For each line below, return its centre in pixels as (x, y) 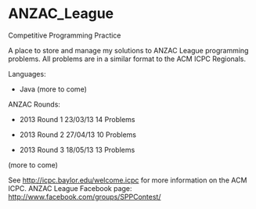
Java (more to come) (53, 89)
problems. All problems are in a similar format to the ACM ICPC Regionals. (127, 59)
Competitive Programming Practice (65, 35)
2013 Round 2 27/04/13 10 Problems (78, 135)
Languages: (27, 74)
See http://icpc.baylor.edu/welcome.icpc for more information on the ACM (128, 180)
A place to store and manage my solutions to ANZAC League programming (128, 50)
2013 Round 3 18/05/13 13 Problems (77, 150)
